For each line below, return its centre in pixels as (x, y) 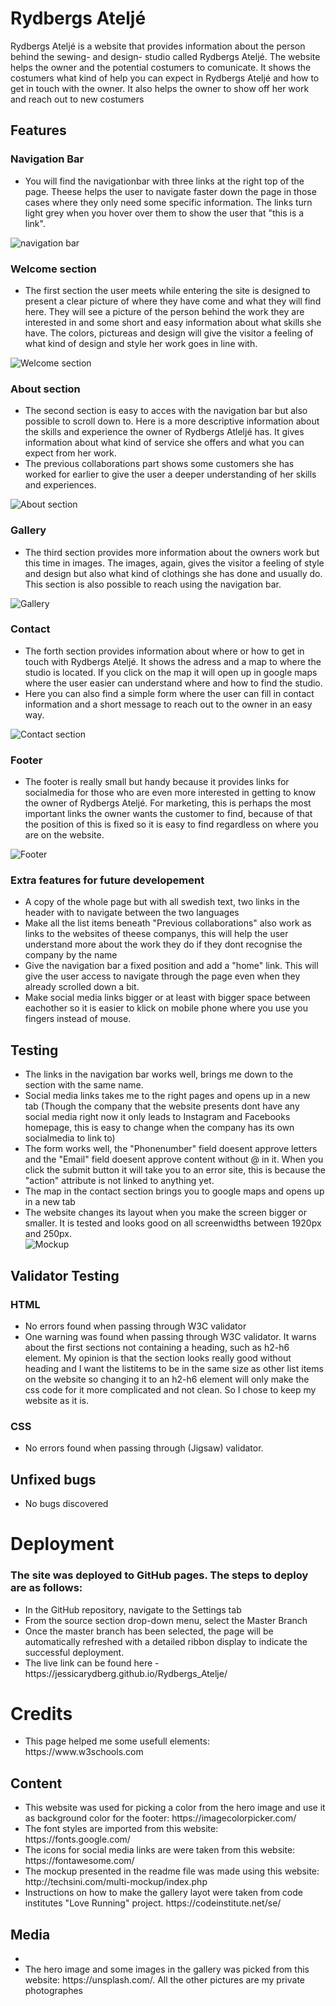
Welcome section (53, 269)
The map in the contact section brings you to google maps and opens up (174, 1191)
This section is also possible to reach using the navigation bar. (153, 584)
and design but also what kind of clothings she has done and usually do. (173, 573)
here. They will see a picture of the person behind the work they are (164, 311)
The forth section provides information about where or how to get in (164, 651)
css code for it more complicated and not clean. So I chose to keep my (170, 1389)
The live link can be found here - (92, 1663)
